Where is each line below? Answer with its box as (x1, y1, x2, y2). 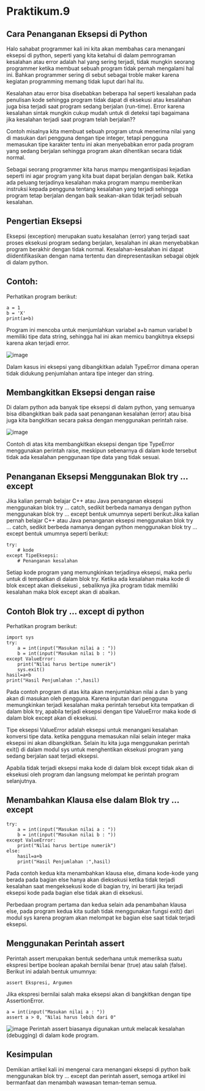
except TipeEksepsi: (6, 553, 59, 559)
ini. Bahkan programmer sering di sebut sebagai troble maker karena (6, 71, 179, 78)
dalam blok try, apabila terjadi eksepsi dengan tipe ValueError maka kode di (6, 708, 197, 715)
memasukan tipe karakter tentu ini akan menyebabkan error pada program (6, 141, 194, 148)
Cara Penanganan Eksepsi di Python (6, 29, 148, 39)
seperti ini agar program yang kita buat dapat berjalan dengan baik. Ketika (6, 172, 193, 179)
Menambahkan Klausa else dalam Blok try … (6, 795, 179, 806)
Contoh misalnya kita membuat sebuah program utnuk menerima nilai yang (6, 128, 196, 135)
